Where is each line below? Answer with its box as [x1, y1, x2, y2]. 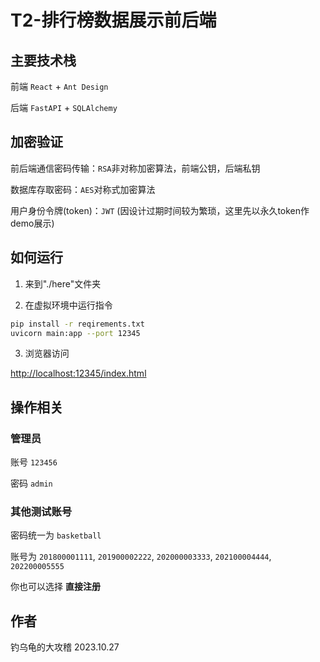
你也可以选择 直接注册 [10, 581, 101, 593]
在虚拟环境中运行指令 [24, 299, 113, 311]
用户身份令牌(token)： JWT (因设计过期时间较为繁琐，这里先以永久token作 [10, 204, 310, 216]
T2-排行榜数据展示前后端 [10, 9, 217, 32]
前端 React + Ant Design [10, 81, 109, 92]
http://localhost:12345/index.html [10, 367, 147, 380]
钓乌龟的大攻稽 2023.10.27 [10, 641, 120, 653]
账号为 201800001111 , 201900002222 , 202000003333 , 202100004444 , [10, 551, 272, 563]
